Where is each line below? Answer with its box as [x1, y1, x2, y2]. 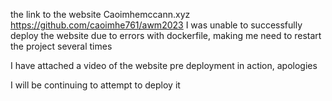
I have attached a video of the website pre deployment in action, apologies [10, 60, 318, 71]
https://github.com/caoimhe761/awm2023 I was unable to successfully [10, 19, 303, 31]
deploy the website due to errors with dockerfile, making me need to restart [10, 30, 322, 41]
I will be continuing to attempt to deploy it [10, 79, 181, 91]
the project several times [10, 40, 113, 52]
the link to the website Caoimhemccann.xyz [10, 9, 191, 20]
